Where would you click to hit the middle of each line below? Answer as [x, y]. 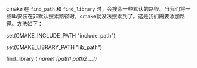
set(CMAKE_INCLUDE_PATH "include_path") [61, 35]
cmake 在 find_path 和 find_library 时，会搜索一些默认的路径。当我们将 [96, 9]
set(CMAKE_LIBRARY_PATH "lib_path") [54, 47]
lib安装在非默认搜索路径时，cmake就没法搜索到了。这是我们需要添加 [96, 16]
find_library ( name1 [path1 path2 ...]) [52, 59]
